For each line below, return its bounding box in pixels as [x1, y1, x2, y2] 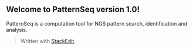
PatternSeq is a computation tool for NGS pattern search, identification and [6, 20, 188, 27]
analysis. [6, 26, 28, 33]
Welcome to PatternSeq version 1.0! [6, 5, 140, 15]
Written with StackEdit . [20, 37, 76, 44]
